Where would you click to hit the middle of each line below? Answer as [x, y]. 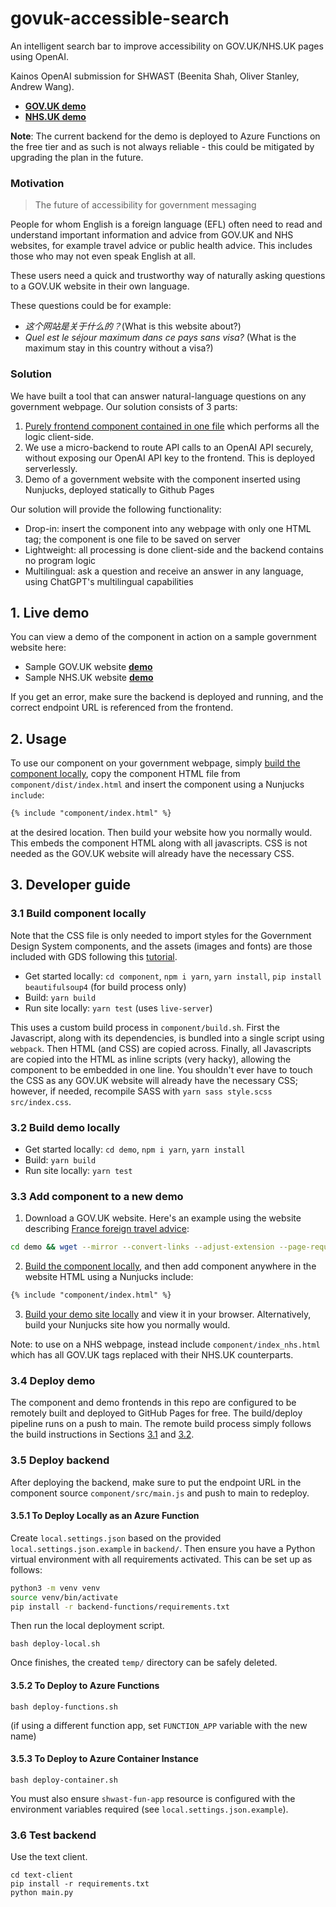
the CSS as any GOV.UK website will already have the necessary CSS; [154, 1080]
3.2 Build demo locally [65, 1127]
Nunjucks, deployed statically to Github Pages [119, 489]
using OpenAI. [40, 56]
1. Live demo [50, 612]
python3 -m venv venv [55, 1588]
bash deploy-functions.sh [64, 1707]
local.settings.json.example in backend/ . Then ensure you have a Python [163, 1548]
